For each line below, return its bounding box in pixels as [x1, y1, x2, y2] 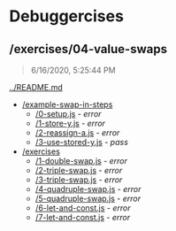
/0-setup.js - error [34, 109, 102, 119]
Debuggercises [9, 6, 124, 27]
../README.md [9, 82, 64, 92]
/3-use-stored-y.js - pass [34, 137, 128, 147]
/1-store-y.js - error [34, 118, 106, 128]
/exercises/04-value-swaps [9, 42, 168, 57]
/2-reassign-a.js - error [34, 127, 120, 138]
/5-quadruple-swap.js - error [34, 193, 142, 204]
